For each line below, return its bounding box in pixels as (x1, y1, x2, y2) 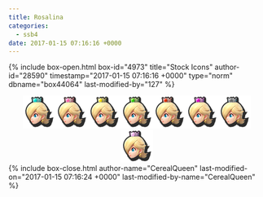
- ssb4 (15, 30, 38, 38)
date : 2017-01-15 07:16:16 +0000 (8, 39, 122, 47)
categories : (8, 21, 49, 30)
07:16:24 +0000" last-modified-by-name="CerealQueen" (64, 172, 256, 182)
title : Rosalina (8, 13, 64, 21)
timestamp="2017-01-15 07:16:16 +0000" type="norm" (50, 71, 234, 81)
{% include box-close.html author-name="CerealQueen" (8, 164, 198, 173)
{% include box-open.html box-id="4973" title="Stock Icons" (8, 62, 213, 72)
